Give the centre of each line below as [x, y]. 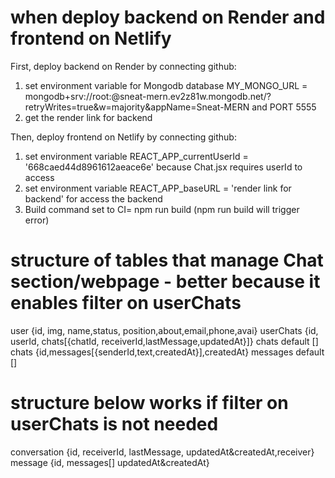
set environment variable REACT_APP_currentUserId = [136, 156]
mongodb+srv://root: [68, 96]
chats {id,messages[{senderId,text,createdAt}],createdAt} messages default [167, 352]
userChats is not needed [114, 424]
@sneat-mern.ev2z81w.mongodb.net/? [191, 96]
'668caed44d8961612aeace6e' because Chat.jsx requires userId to [163, 167]
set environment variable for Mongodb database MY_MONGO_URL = [166, 85]
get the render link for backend [88, 117]
